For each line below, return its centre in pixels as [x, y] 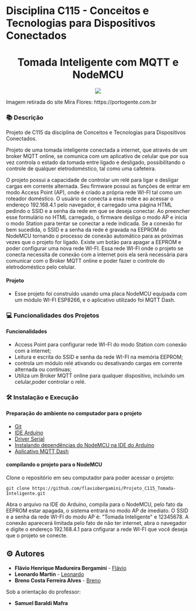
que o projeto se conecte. [37, 536]
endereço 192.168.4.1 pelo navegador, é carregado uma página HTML [89, 205]
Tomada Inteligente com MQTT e [98, 62]
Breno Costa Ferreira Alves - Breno [57, 580]
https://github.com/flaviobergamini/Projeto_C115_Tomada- [104, 489]
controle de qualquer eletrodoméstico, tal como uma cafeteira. [81, 169]
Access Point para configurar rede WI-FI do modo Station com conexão [101, 344]
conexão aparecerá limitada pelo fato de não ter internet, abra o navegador [96, 523]
